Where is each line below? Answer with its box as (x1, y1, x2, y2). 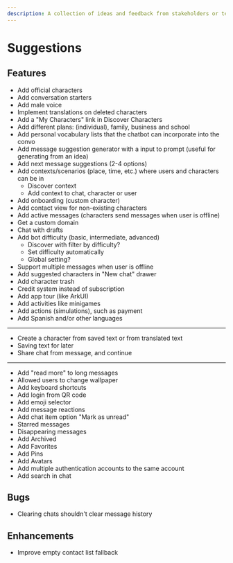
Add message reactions (17, 405, 85, 413)
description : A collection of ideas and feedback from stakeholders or (7, 10, 218, 17)
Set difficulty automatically (27, 247, 104, 256)
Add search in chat (17, 472, 71, 480)
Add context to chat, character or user (27, 188, 137, 197)
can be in (17, 174, 44, 182)
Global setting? (27, 255, 71, 263)
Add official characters (17, 86, 83, 94)
